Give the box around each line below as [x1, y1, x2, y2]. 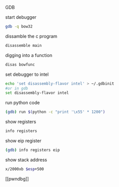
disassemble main [5, 43, 42, 48]
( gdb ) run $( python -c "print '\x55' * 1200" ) [5, 109, 105, 115]
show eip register [5, 138, 42, 144]
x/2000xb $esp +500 [5, 166, 44, 172]
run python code [5, 100, 40, 106]
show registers [5, 119, 36, 125]
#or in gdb [5, 86, 28, 91]
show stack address [5, 157, 47, 163]
